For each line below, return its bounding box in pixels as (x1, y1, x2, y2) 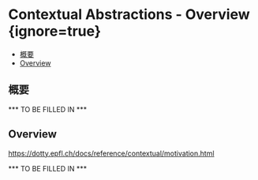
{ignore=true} (8, 22, 101, 40)
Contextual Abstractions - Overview (8, 6, 250, 24)
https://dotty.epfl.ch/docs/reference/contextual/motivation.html (8, 148, 215, 158)
